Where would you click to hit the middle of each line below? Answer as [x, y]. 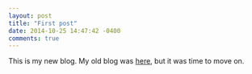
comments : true [34, 38]
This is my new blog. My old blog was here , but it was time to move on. [126, 61]
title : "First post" [43, 23]
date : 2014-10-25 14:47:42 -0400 [65, 31]
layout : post [30, 16]
